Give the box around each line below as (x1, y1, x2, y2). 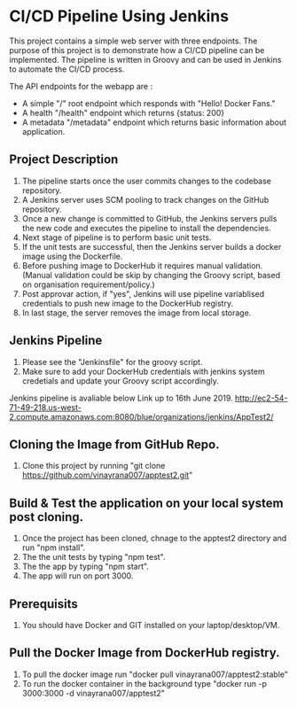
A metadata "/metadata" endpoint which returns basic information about (21, 117, 286, 128)
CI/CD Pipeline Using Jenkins (9, 6, 229, 27)
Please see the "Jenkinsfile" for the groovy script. (21, 356, 203, 367)
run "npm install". (21, 542, 86, 553)
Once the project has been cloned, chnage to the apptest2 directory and (21, 533, 287, 544)
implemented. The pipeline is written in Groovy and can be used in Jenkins (9, 54, 282, 65)
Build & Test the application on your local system (9, 495, 284, 510)
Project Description (9, 152, 119, 167)
